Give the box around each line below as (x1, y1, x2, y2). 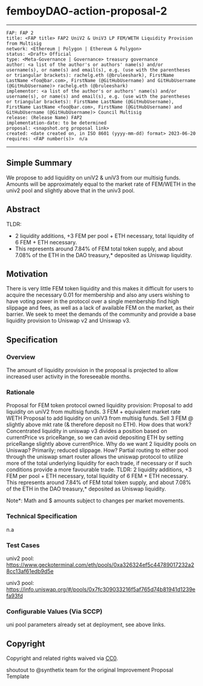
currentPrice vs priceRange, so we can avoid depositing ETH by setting (6, 434, 184, 441)
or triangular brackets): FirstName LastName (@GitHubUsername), (6, 99, 174, 105)
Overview (6, 353, 36, 361)
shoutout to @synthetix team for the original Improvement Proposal (6, 667, 173, 674)
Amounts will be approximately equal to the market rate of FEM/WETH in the (6, 180, 196, 188)
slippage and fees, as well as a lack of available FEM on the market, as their (6, 304, 195, 312)
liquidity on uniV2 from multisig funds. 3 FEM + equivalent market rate (6, 408, 181, 416)
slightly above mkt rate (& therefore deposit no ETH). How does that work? (6, 421, 192, 428)
